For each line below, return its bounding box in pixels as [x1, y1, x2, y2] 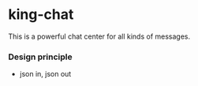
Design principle [8, 51, 73, 62]
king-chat [8, 6, 74, 24]
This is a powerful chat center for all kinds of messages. [8, 32, 191, 41]
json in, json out [19, 69, 72, 79]
